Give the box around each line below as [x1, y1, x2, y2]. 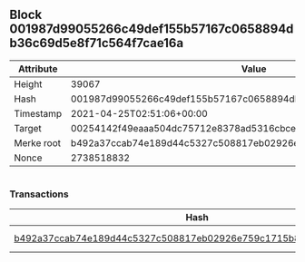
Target [14, 121, 43, 134]
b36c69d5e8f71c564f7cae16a [9, 35, 184, 51]
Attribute [17, 63, 58, 75]
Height [14, 77, 43, 90]
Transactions [9, 188, 70, 200]
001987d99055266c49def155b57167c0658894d [9, 22, 294, 37]
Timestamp [14, 107, 63, 120]
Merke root [14, 136, 62, 149]
